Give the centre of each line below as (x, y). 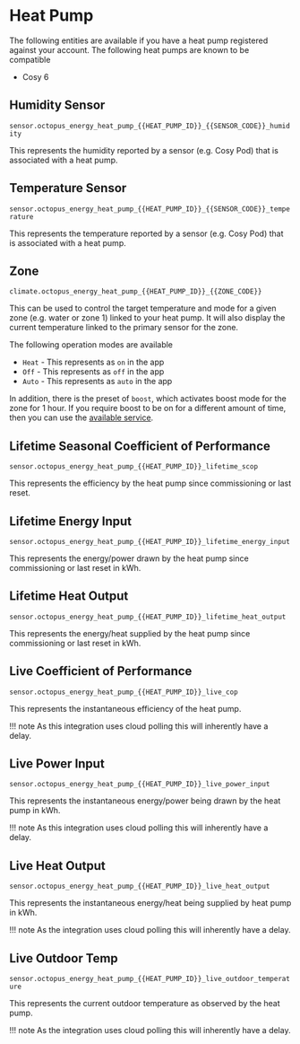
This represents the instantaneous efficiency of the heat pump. (125, 708)
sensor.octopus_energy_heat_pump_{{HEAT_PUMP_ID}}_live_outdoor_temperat (150, 979)
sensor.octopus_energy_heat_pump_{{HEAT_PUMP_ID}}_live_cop (124, 692)
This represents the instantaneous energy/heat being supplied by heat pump (150, 903)
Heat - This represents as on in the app (93, 362)
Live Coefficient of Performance (101, 671)
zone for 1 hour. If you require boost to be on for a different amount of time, (148, 408)
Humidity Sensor (57, 105)
